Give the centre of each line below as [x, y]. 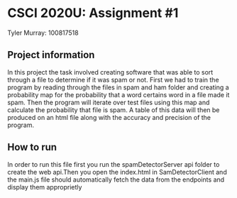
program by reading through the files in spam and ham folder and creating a [118, 87]
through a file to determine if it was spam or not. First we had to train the [113, 79]
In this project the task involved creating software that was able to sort [110, 72]
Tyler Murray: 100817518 [43, 33]
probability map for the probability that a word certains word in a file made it [118, 94]
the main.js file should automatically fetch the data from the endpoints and [116, 180]
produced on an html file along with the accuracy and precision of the [109, 117]
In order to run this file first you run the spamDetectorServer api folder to [114, 164]
